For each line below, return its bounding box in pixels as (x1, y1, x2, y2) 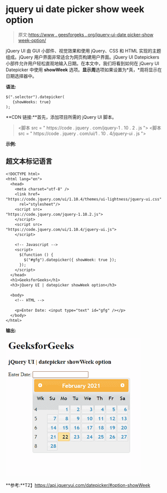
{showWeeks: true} (12, 100, 51, 105)
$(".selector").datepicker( (6, 94, 65, 100)
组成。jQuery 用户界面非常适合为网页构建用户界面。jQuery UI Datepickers (6, 54, 159, 60)
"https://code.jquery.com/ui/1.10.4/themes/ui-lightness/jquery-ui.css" (6, 196, 162, 202)
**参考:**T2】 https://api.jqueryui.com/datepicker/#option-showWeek (6, 482, 150, 488)
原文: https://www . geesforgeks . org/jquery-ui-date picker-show (18, 31, 153, 37)
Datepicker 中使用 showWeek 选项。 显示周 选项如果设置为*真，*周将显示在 (6, 67, 162, 73)
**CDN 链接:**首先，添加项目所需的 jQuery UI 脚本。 (6, 114, 117, 120)
